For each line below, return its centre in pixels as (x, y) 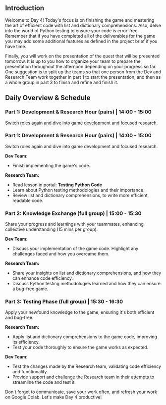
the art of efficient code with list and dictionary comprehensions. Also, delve (83, 25)
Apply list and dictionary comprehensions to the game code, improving (85, 337)
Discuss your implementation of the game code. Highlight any (75, 249)
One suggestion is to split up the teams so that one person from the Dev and (83, 72)
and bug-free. (19, 318)
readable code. (28, 201)
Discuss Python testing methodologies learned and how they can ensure (86, 284)
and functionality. (30, 372)
